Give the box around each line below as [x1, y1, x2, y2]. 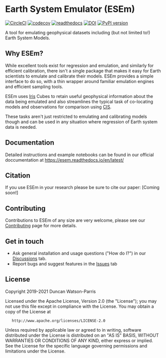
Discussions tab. [12, 256, 47, 262]
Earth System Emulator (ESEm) [5, 3, 135, 15]
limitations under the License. [5, 348, 66, 354]
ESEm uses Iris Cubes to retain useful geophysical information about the [5, 93, 153, 99]
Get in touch [5, 237, 44, 246]
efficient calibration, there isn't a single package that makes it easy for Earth [5, 68, 161, 74]
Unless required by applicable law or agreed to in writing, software [5, 327, 142, 333]
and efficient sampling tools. [5, 84, 64, 89]
